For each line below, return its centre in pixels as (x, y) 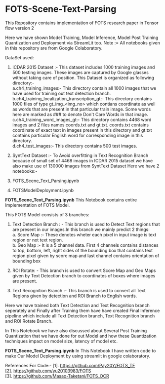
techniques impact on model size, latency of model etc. (61, 341)
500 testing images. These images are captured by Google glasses (81, 72)
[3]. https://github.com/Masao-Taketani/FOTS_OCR (57, 376)
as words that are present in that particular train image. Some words (82, 109)
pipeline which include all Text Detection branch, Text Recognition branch (80, 316)
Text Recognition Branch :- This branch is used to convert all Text (79, 290)
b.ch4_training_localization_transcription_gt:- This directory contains (82, 98)
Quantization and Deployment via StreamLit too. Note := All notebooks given (83, 42)
